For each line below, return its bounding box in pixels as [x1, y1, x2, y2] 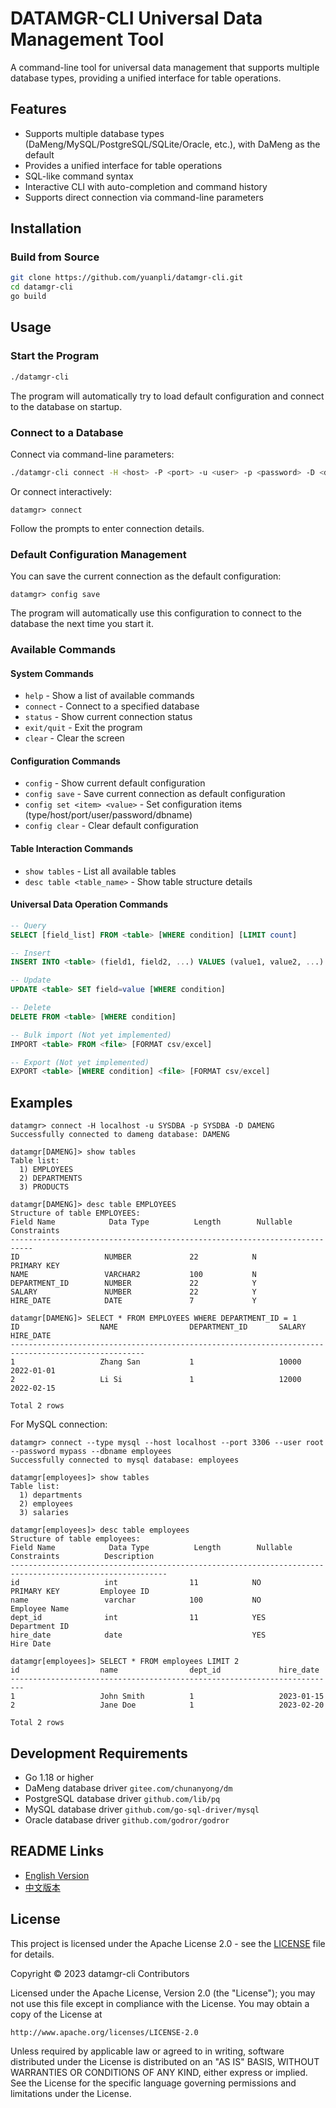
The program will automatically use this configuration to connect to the [10, 607, 302, 619]
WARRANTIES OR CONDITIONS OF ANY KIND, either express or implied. [10, 2066, 308, 2078]
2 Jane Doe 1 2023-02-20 [10, 1700, 325, 1711]
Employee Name [10, 1604, 70, 1614]
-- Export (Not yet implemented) [10, 1057, 150, 1067]
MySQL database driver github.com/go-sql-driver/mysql [24, 1803, 260, 1815]
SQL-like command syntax [24, 170, 134, 182]
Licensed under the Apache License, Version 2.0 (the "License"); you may [10, 1987, 316, 1999]
